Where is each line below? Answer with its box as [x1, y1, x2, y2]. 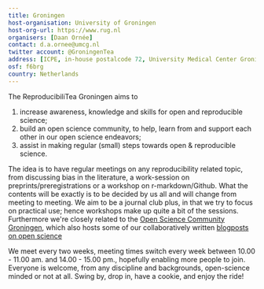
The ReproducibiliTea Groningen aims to [8, 91, 138, 101]
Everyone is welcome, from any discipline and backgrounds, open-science [8, 263, 250, 272]
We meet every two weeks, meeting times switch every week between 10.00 [8, 246, 255, 256]
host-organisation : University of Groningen [8, 19, 156, 27]
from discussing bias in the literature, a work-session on [8, 172, 190, 182]
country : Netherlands [8, 70, 79, 78]
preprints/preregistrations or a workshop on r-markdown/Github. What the [8, 180, 249, 190]
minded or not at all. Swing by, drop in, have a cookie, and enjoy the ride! [8, 271, 244, 280]
